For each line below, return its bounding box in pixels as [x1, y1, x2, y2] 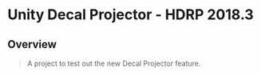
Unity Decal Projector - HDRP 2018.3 [7, 6, 254, 24]
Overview [7, 38, 57, 51]
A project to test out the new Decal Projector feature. [26, 58, 201, 68]
